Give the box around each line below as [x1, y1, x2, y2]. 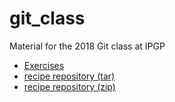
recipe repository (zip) [23, 80, 116, 92]
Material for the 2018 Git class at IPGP [9, 40, 166, 52]
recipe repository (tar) [23, 70, 116, 82]
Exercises [23, 59, 65, 71]
